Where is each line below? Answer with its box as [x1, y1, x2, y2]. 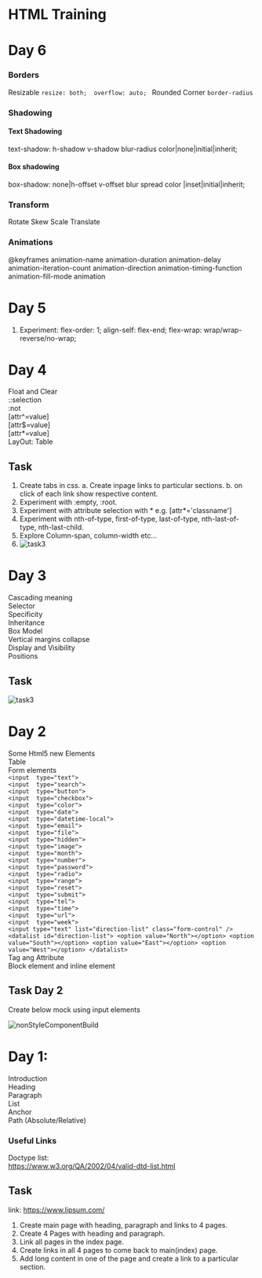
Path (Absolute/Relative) [8, 1115, 86, 1125]
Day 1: [8, 1047, 49, 1066]
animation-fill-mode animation [8, 271, 106, 281]
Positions [8, 652, 38, 661]
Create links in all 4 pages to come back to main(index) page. [19, 1245, 218, 1254]
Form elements [8, 765, 57, 774]
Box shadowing [8, 162, 60, 172]
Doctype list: [8, 1153, 49, 1162]
